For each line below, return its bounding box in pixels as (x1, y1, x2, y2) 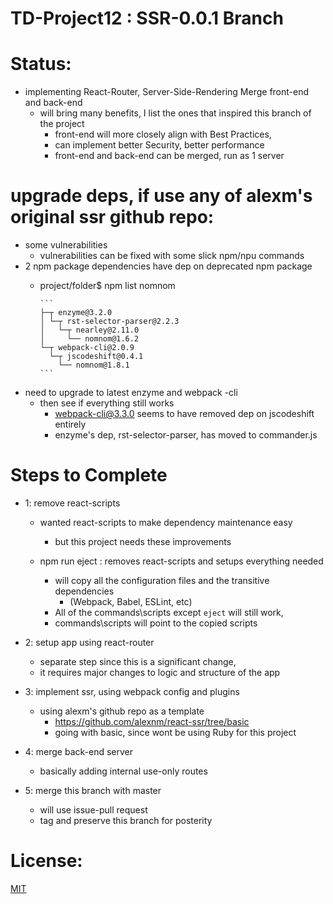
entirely (54, 418, 87, 431)
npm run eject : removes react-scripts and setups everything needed (39, 555, 324, 567)
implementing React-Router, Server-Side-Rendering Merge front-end (24, 86, 310, 98)
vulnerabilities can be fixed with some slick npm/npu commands (39, 250, 305, 262)
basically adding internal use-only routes (39, 765, 208, 777)
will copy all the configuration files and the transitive (54, 575, 270, 586)
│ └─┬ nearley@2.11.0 (39, 325, 140, 336)
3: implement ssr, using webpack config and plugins (24, 686, 240, 697)
